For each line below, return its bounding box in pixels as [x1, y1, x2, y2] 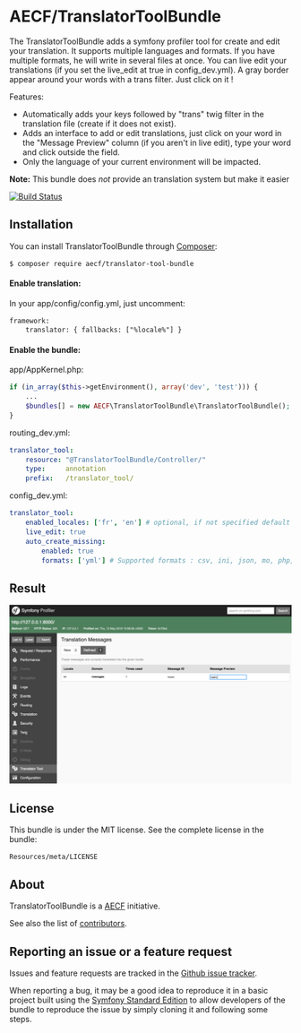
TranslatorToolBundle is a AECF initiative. [9, 900, 161, 911]
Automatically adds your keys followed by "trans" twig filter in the [21, 108, 264, 119]
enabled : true [41, 547, 94, 555]
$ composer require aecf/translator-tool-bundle [9, 259, 194, 268]
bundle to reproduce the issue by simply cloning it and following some [9, 1004, 269, 1015]
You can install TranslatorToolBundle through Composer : [9, 240, 218, 252]
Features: [9, 91, 45, 102]
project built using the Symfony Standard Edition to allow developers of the [9, 994, 286, 1005]
